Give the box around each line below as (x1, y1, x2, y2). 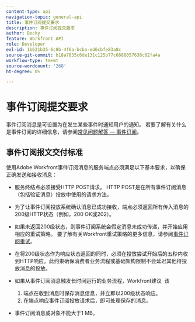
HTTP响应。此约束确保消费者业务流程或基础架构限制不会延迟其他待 (19, 258, 182, 264)
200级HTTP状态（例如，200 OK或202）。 (14, 211, 115, 217)
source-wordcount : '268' (6, 63, 67, 69)
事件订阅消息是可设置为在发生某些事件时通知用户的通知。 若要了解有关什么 (6, 121, 187, 128)
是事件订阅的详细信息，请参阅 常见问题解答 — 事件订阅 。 (6, 128, 142, 135)
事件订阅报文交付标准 (6, 147, 83, 157)
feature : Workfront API (6, 36, 64, 42)
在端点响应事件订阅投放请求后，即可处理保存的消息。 (23, 297, 152, 304)
